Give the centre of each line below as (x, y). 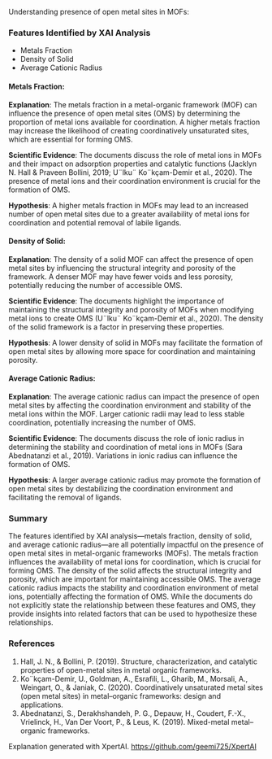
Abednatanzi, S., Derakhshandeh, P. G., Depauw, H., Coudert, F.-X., (133, 713)
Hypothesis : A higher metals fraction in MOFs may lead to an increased (129, 205)
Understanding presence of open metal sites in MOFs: (99, 12)
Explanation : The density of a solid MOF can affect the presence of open (131, 259)
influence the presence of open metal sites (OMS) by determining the (125, 113)
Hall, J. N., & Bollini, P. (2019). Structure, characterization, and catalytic (139, 661)
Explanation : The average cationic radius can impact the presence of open (134, 396)
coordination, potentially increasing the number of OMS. (102, 422)
